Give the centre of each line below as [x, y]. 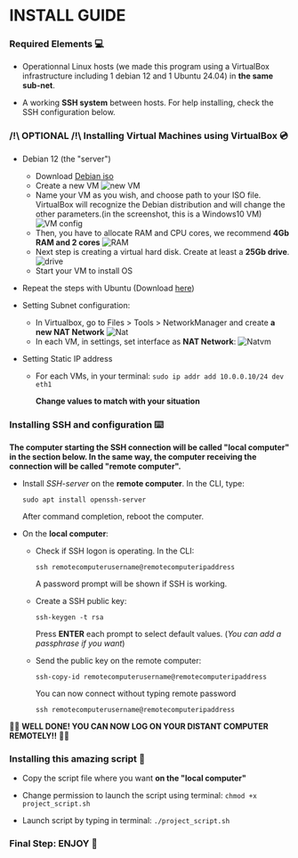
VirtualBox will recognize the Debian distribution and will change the [160, 204]
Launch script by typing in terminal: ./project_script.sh [126, 821]
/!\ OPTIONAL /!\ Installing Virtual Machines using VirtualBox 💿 [149, 136]
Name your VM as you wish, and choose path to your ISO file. [148, 195]
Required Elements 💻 [57, 44]
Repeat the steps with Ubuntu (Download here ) [108, 288]
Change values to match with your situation [117, 401]
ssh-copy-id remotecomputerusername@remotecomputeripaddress [151, 677]
